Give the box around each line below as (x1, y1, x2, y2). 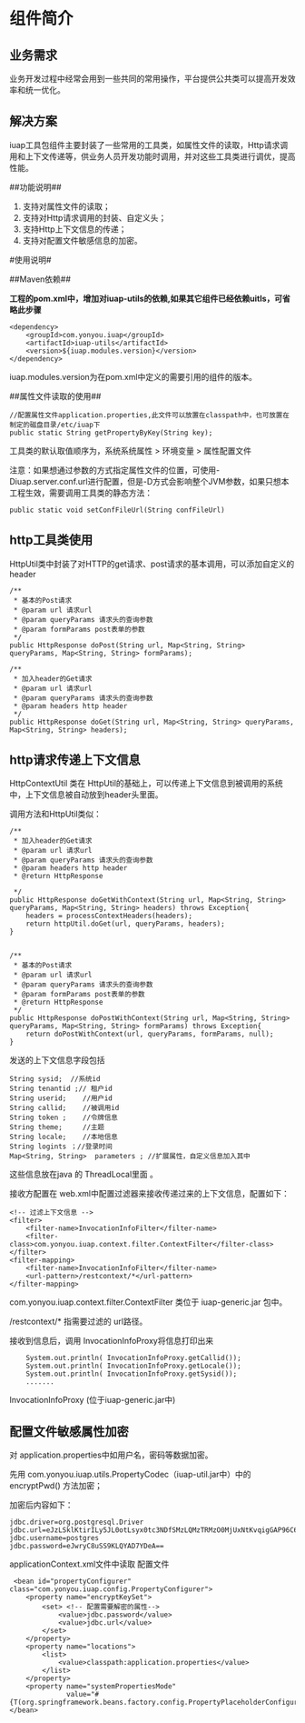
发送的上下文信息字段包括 (9, 1055, 105, 1066)
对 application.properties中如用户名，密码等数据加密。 (9, 1449, 213, 1460)
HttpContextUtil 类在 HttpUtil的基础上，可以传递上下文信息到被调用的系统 (9, 778, 283, 789)
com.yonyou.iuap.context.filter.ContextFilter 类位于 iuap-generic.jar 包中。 (9, 1297, 288, 1307)
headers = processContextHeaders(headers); (25, 911, 193, 921)
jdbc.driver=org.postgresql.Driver (9, 1518, 144, 1528)
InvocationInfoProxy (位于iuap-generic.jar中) (9, 1395, 176, 1406)
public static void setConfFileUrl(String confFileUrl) (9, 506, 225, 515)
